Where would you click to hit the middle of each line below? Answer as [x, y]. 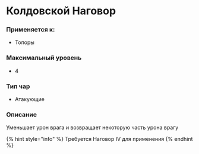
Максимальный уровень [44, 58]
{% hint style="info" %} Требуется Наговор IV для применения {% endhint [99, 139]
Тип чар [18, 86]
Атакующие [29, 99]
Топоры [24, 42]
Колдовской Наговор [61, 11]
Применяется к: [31, 30]
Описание [22, 114]
